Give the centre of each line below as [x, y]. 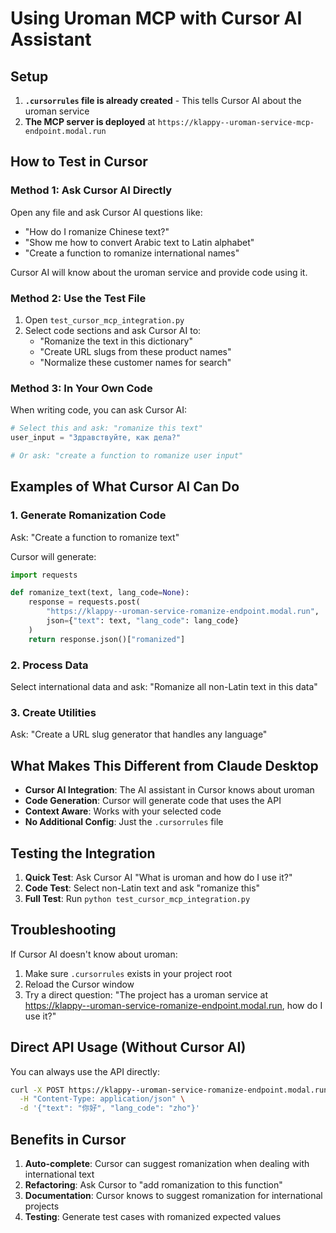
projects [42, 1206]
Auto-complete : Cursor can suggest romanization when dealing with [167, 1163]
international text [59, 1174]
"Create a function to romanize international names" [132, 253]
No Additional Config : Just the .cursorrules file [124, 822]
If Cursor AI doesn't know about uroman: [94, 954]
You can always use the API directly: [85, 1071]
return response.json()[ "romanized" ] [107, 639]
